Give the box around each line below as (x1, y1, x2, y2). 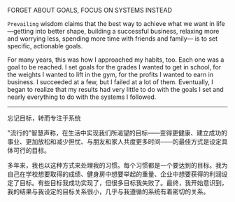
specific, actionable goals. (7, 42, 83, 50)
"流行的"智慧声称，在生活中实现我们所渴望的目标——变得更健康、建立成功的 (7, 129, 228, 137)
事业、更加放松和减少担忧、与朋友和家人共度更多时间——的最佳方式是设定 (7, 137, 222, 146)
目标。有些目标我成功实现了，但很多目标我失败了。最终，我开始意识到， (19, 179, 228, 187)
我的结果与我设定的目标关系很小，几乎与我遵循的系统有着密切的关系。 (7, 187, 210, 196)
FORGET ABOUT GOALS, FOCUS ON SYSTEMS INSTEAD (7, 6, 173, 14)
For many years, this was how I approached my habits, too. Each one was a (7, 55, 225, 64)
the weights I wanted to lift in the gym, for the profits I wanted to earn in (7, 70, 214, 79)
